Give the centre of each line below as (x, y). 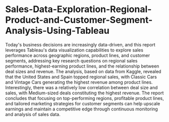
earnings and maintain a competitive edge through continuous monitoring (81, 109)
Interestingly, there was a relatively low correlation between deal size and (81, 87)
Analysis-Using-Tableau (57, 31)
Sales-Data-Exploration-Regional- (78, 9)
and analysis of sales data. (33, 114)
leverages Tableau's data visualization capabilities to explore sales (74, 50)
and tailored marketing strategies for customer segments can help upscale (83, 103)
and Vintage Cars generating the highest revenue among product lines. (79, 82)
